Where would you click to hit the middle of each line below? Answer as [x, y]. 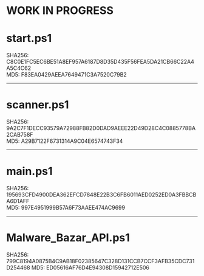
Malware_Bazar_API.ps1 [68, 238]
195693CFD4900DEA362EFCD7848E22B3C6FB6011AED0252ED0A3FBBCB [101, 195]
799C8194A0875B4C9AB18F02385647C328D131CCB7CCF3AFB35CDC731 [100, 261]
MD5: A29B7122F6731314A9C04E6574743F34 [65, 141]
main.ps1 [29, 171]
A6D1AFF [18, 201]
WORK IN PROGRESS [60, 11]
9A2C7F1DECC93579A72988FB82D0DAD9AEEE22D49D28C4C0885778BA [101, 128]
